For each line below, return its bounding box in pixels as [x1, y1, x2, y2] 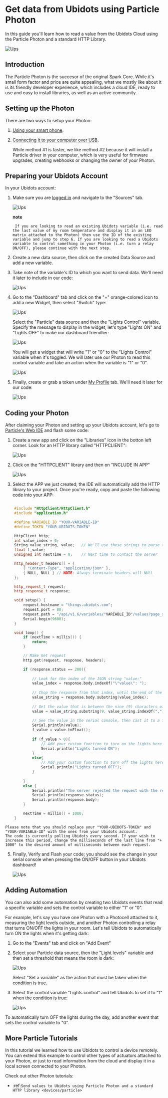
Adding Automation [5, 886, 67, 895]
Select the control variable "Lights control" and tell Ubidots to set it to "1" [12, 989, 162, 995]
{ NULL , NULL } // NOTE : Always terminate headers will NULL [23, 570, 153, 575]
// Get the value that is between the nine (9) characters [31, 704, 157, 709]
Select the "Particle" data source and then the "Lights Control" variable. [12, 319, 160, 325]
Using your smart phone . [12, 127, 64, 133]
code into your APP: [12, 492, 54, 498]
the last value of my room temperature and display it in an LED [12, 228, 151, 234]
